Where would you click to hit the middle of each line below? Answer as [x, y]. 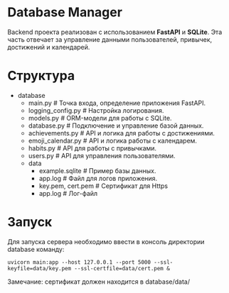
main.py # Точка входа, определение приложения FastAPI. [117, 103]
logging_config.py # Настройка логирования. [96, 110]
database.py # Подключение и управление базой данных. [116, 126]
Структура [41, 76]
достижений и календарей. [49, 47]
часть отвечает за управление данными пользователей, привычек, [110, 39]
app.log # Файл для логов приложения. [98, 178]
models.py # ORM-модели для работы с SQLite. [100, 118]
